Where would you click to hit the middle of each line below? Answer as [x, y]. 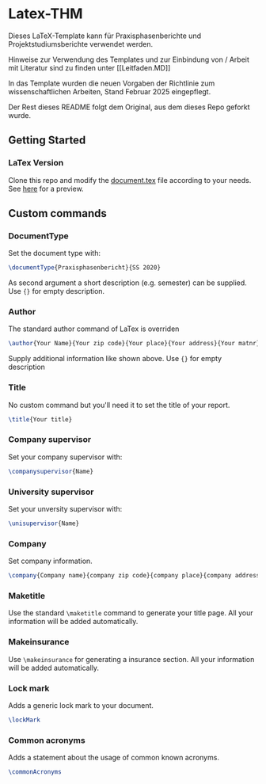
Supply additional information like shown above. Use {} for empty [115, 359]
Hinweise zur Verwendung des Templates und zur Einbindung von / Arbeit [129, 59]
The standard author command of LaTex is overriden [94, 329]
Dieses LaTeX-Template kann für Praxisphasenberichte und [105, 36]
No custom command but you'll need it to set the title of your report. [119, 405]
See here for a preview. [46, 188]
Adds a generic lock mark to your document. [81, 705]
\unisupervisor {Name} [44, 523]
